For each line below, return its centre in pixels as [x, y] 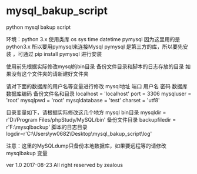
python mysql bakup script [39, 27]
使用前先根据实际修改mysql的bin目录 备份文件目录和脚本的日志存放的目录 [95, 66]
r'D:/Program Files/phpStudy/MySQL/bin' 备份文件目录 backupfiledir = [91, 119]
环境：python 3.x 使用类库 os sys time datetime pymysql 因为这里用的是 [93, 39]
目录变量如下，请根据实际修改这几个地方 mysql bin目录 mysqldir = [86, 112]
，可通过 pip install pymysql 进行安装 [57, 53]
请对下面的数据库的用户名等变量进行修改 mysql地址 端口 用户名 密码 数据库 [97, 86]
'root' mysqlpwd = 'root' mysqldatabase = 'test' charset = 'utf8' [83, 100]
